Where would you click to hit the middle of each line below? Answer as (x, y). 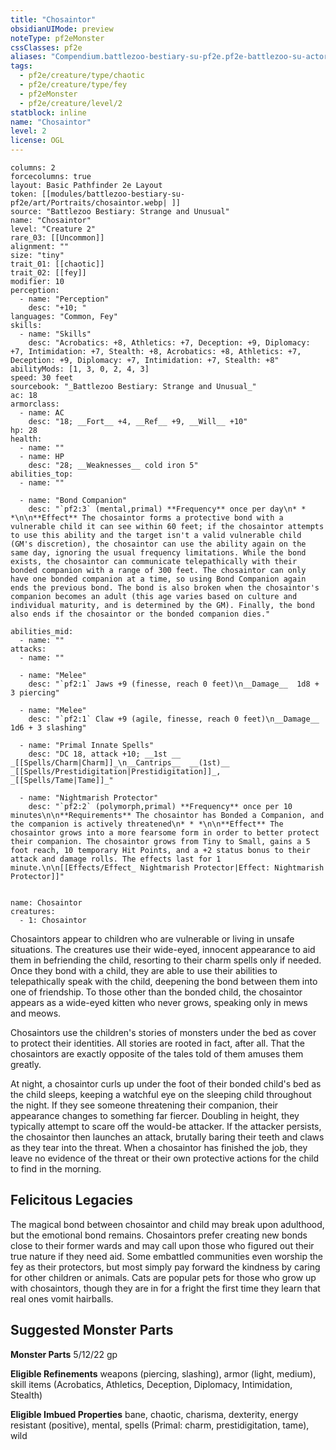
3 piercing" (35, 693)
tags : (21, 66)
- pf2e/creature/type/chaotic (82, 76)
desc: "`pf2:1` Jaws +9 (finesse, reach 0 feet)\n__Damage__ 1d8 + (174, 684)
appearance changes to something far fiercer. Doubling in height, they (155, 1115)
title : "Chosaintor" (53, 19)
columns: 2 (33, 168)
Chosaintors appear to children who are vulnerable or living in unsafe (152, 939)
